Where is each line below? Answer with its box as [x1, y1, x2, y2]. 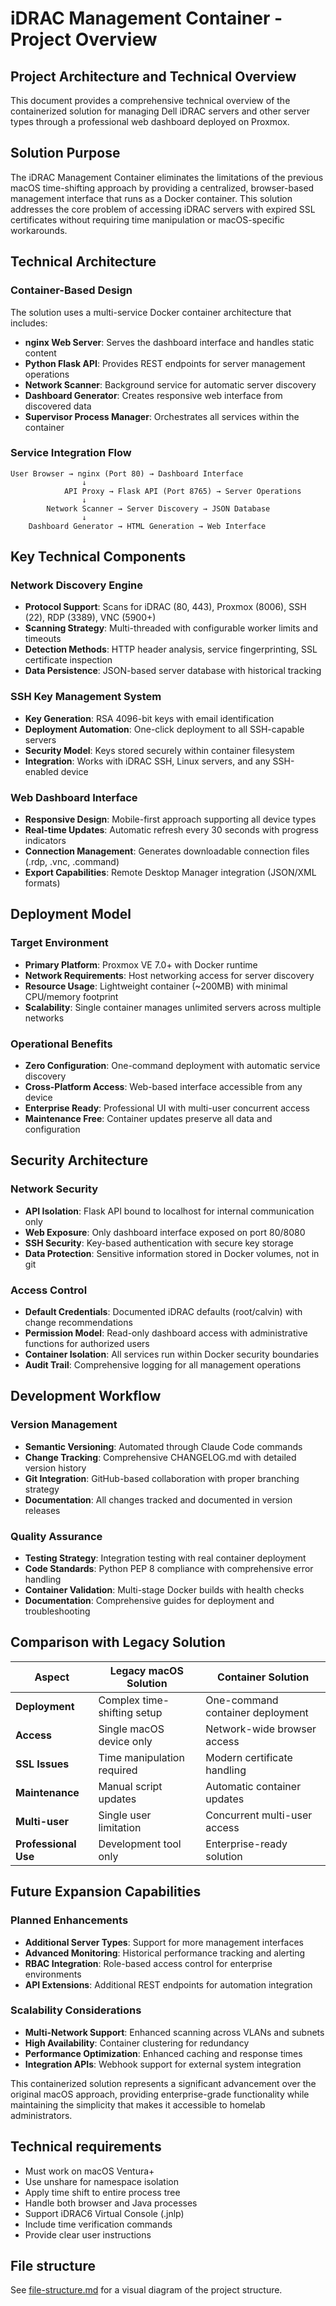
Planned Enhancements [10, 1913, 129, 1927]
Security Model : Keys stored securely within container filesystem [24, 744, 295, 756]
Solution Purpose [10, 145, 121, 162]
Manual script [98, 1779, 163, 1793]
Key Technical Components [10, 548, 187, 566]
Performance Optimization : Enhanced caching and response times [24, 2047, 303, 2059]
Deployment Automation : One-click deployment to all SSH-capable [24, 723, 305, 735]
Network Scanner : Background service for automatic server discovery [24, 378, 317, 391]
